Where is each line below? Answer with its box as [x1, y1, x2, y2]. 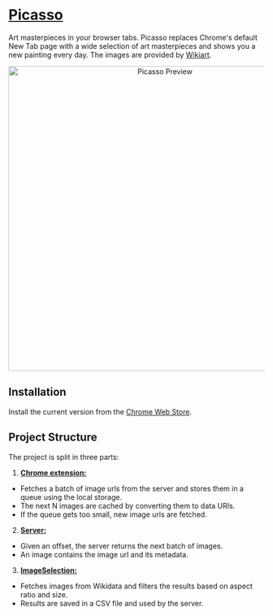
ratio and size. [19, 589, 68, 599]
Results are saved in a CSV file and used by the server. [19, 598, 204, 608]
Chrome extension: [19, 467, 87, 477]
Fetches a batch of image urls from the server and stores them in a [19, 484, 244, 493]
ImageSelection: [19, 565, 77, 575]
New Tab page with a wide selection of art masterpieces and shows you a [8, 41, 256, 50]
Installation [8, 385, 67, 399]
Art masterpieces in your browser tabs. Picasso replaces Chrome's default [8, 33, 258, 42]
